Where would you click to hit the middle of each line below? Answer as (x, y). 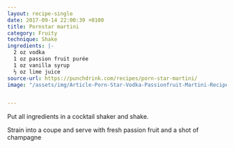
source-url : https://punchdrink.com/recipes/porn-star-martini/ (102, 78)
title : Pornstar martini (43, 26)
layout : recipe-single (40, 14)
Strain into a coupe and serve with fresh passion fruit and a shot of (103, 130)
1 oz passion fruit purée (51, 59)
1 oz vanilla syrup (42, 65)
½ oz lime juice (37, 72)
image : (17, 85)
